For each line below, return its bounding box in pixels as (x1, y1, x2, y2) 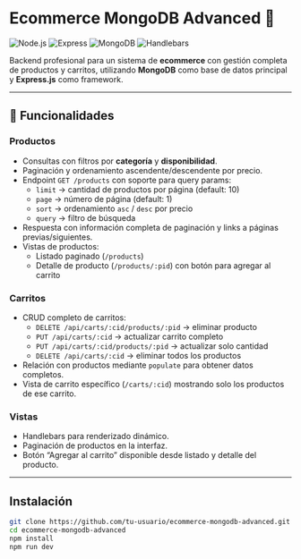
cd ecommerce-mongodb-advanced (9, 525, 126, 535)
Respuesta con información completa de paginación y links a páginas (21, 222, 279, 233)
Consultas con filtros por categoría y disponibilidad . (21, 156, 218, 166)
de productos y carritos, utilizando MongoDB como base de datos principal (9, 64, 288, 75)
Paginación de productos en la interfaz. (21, 440, 168, 451)
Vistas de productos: (21, 241, 99, 251)
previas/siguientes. (21, 232, 93, 242)
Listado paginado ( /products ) (35, 250, 144, 261)
